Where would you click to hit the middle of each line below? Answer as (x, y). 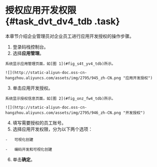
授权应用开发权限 (41, 10)
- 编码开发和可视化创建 (29, 149)
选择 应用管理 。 (28, 53)
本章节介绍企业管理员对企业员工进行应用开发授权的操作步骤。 (70, 36)
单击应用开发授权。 (33, 88)
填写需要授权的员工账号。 (39, 122)
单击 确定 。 (24, 159)
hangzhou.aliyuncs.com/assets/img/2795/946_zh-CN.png (63, 113)
